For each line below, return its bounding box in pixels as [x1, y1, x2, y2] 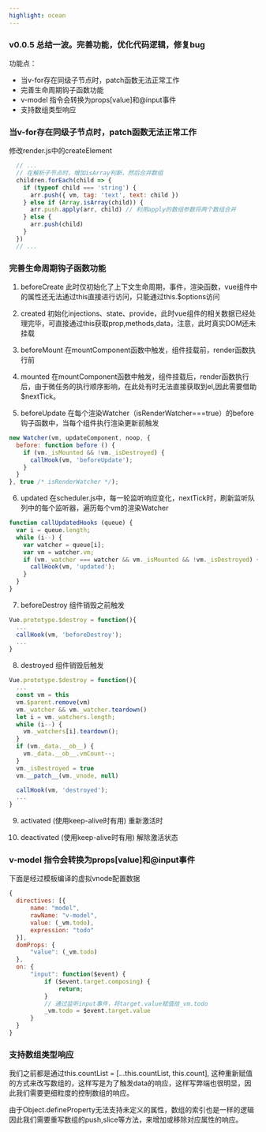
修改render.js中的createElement [9, 146, 113, 156]
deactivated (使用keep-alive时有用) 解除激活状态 [20, 833, 178, 842]
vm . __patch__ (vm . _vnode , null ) [16, 771, 119, 780]
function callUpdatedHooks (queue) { [9, 519, 133, 527]
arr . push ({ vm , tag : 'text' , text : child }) [29, 191, 179, 199]
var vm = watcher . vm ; [23, 548, 94, 557]
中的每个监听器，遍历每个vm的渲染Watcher [27, 503, 169, 513]
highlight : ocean [9, 11, 66, 20]
